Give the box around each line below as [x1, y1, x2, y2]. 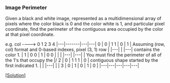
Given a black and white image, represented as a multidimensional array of [5, 16, 161, 22]
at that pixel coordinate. [5, 32, 55, 38]
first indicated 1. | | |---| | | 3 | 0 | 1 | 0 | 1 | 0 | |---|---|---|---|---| [5, 62, 140, 69]
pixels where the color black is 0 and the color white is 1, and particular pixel [5, 21, 165, 27]
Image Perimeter [5, 4, 47, 11]
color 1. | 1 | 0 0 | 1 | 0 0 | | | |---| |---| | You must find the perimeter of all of [5, 52, 162, 58]
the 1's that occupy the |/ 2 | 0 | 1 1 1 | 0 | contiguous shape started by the [5, 57, 158, 63]
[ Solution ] [5, 72, 26, 78]
